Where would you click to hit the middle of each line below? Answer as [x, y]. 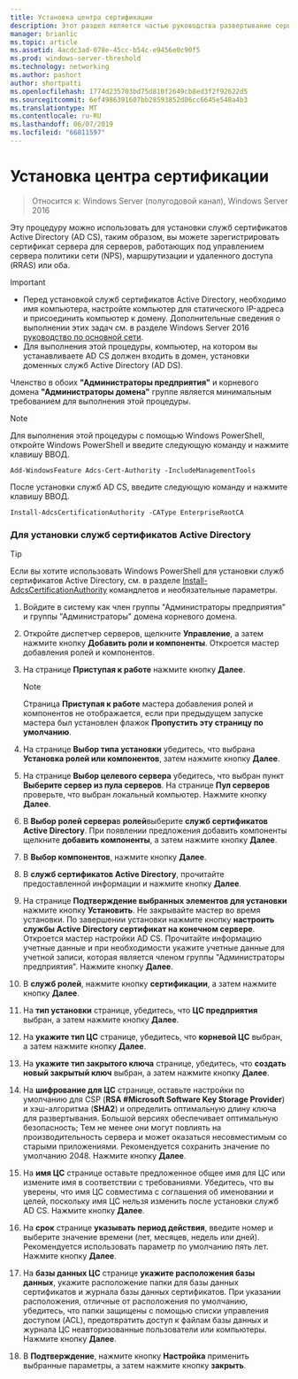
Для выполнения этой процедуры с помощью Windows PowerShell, [137, 435]
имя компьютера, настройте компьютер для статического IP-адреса [153, 308]
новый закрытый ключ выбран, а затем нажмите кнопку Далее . [146, 1073]
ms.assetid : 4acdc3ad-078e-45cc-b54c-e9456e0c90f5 [105, 50]
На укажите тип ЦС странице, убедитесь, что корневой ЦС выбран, [153, 1037]
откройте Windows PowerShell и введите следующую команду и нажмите [149, 444]
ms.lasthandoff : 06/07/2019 [62, 125]
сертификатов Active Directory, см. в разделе [96, 581]
